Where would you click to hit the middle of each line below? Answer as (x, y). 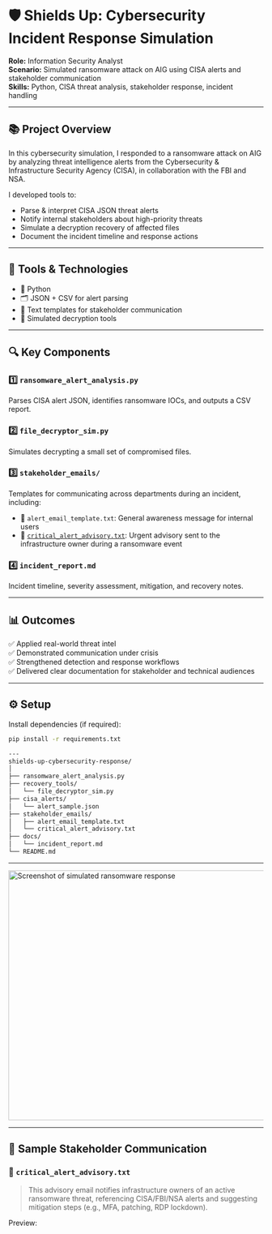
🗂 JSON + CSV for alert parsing (74, 298)
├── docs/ (25, 837)
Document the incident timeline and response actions (109, 236)
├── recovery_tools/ (43, 784)
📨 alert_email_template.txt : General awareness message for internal (136, 518)
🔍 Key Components (59, 352)
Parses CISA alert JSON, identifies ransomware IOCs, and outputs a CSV (130, 401)
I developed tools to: (42, 195)
